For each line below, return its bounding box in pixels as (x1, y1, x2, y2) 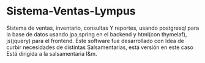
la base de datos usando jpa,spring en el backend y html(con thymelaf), (6, 30, 187, 38)
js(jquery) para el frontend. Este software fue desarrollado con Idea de (6, 37, 185, 44)
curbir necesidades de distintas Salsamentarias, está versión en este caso (6, 44, 194, 51)
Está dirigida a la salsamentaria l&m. (6, 50, 97, 57)
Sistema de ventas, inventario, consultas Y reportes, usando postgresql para (6, 24, 199, 31)
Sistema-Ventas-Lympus (6, 4, 136, 18)
